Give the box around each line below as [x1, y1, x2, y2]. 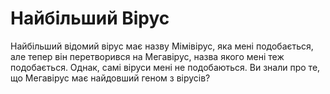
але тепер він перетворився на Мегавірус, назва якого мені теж [10, 50, 285, 62]
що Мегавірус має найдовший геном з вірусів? [10, 72, 211, 84]
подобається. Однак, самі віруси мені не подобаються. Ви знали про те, [10, 61, 321, 73]
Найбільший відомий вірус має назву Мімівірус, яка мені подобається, [10, 40, 314, 52]
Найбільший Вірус [10, 7, 170, 30]
